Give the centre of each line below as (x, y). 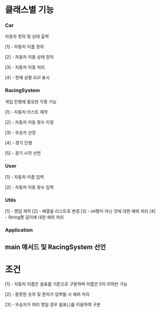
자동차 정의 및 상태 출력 (27, 36)
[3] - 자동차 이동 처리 (25, 67)
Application (19, 230)
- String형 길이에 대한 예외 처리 (35, 217)
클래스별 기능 (29, 10)
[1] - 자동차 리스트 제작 (27, 112)
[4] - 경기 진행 (19, 143)
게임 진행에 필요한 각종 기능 (31, 102)
